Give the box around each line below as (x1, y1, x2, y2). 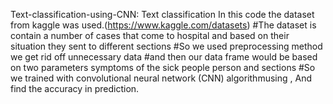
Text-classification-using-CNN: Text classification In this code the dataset (10, 9, 315, 20)
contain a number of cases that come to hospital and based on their (10, 30, 290, 41)
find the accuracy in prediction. (10, 83, 140, 94)
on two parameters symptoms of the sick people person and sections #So (10, 62, 316, 73)
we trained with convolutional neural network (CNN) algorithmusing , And (10, 72, 312, 84)
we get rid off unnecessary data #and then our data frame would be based (10, 51, 318, 63)
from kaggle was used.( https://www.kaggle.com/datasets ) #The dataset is (10, 19, 317, 31)
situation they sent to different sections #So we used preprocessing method (10, 40, 323, 52)
